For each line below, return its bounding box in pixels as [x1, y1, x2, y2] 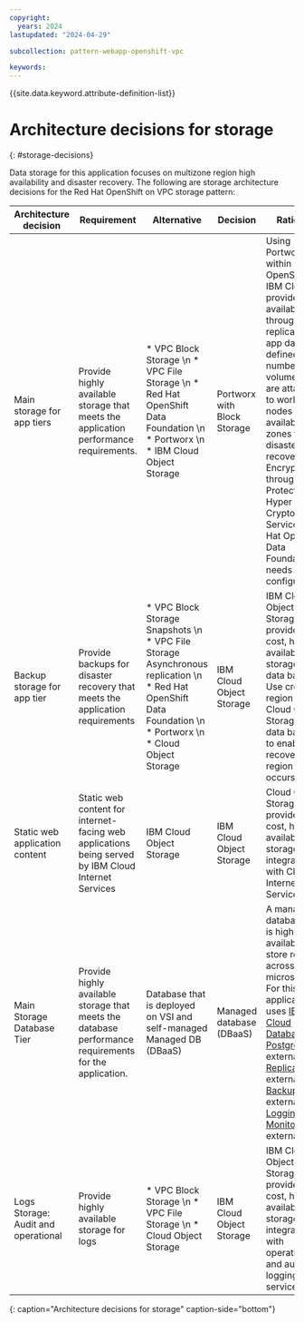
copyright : [9, 13, 51, 23]
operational [14, 1230, 62, 1242]
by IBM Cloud [78, 859, 136, 872]
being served [78, 848, 135, 861]
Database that [146, 988, 206, 1001]
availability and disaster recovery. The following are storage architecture [9, 177, 279, 188]
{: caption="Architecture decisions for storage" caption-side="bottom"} [9, 1304, 276, 1315]
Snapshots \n [146, 623, 203, 636]
